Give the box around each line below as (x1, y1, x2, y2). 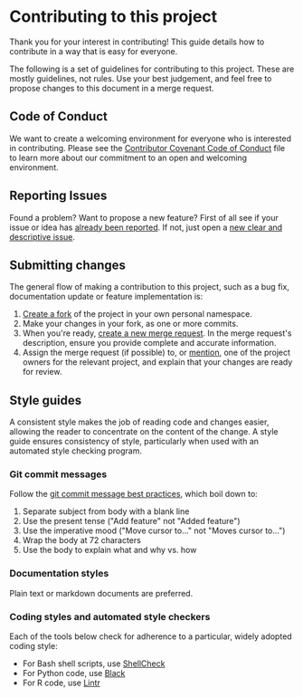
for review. (22, 367, 62, 377)
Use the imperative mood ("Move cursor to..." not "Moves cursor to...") (22, 525, 286, 536)
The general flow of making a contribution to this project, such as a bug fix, (9, 282, 289, 292)
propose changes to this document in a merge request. (9, 82, 214, 93)
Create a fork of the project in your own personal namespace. (22, 309, 253, 320)
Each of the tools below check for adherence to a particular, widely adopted (9, 631, 292, 642)
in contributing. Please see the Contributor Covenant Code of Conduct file (9, 142, 286, 153)
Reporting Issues (9, 188, 108, 204)
